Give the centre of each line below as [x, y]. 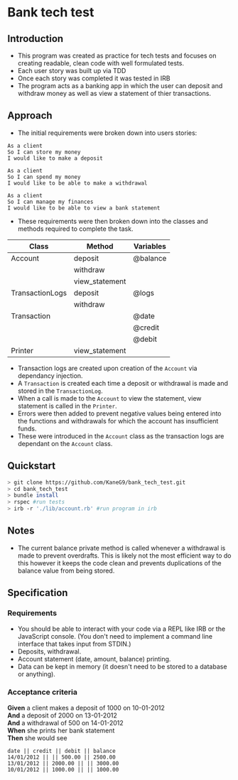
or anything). [36, 674]
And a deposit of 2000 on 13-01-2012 [62, 715]
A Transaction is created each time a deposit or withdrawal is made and [123, 383]
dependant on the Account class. [65, 443]
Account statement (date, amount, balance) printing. [94, 659]
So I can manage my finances [50, 202]
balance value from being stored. [66, 570]
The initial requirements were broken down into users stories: [107, 133]
